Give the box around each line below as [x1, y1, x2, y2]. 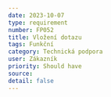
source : [8, 70, 34, 77]
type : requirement [8, 19, 68, 27]
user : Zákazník [8, 56, 58, 63]
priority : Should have [8, 63, 82, 70]
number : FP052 [8, 26, 55, 34]
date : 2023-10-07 [8, 11, 65, 20]
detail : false [8, 77, 55, 84]
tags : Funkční [8, 41, 55, 48]
